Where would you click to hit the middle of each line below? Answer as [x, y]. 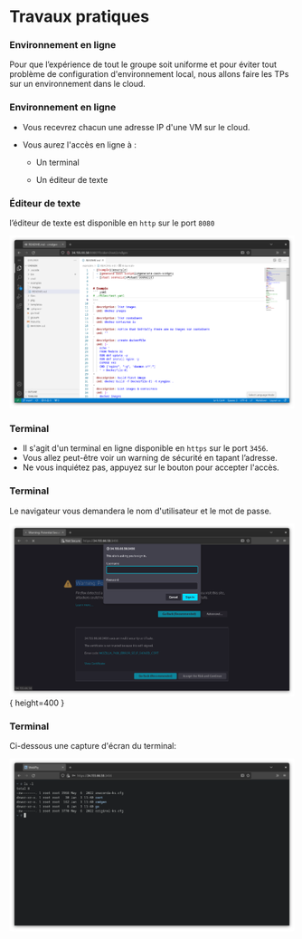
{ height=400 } [37, 703]
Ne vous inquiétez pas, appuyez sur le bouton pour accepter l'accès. [151, 467]
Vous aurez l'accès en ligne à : [80, 144]
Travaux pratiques [80, 17]
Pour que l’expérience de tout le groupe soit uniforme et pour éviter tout [143, 64]
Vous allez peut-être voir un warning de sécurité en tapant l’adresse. [150, 458]
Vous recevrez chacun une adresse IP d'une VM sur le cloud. [136, 127]
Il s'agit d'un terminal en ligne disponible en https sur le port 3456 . [145, 448]
